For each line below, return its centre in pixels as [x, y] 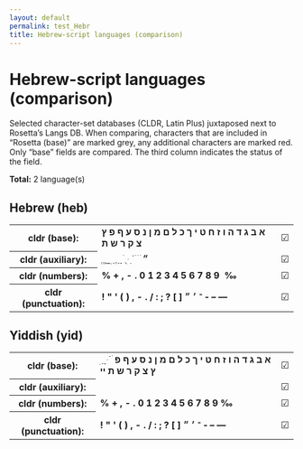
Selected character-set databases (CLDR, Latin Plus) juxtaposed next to [143, 124]
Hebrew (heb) [49, 207]
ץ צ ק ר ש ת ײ [128, 371]
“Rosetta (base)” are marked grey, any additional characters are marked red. [151, 143]
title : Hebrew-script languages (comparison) [96, 34]
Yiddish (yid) [46, 336]
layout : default [40, 18]
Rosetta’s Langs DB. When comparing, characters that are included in [138, 133]
